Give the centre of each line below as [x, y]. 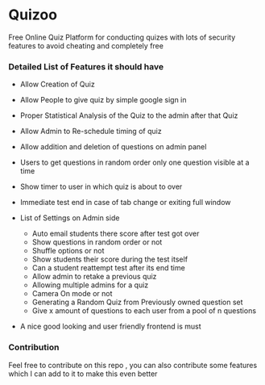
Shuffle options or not [68, 251]
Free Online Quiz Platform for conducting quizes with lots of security [122, 37]
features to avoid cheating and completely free [86, 45]
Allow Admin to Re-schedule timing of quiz [91, 132]
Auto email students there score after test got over [116, 234]
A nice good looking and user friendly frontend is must [110, 326]
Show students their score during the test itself [110, 259]
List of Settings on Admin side [70, 218]
